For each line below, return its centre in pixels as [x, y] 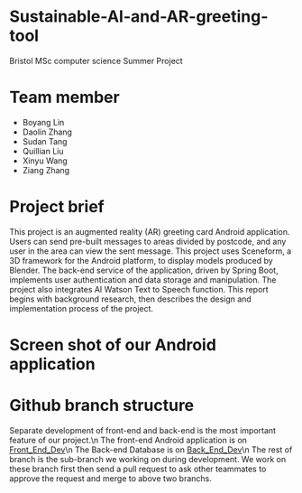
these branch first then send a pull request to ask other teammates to [138, 469]
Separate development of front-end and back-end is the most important [143, 430]
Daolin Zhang [47, 132]
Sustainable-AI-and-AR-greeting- [139, 17]
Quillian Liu [43, 151]
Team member [64, 98]
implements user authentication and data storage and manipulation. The [143, 279]
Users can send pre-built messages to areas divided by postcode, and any [148, 241]
